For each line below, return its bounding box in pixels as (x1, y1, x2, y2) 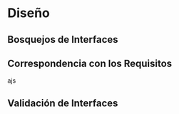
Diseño (7, 5, 50, 21)
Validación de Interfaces (7, 97, 118, 109)
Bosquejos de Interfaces (7, 33, 119, 46)
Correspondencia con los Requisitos (7, 57, 173, 69)
